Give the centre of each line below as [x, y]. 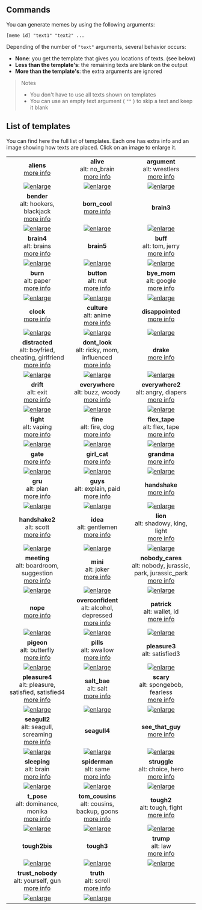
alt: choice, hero [161, 769]
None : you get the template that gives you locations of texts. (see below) [105, 58]
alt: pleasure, [37, 684]
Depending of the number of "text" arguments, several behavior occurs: [96, 46]
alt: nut [97, 280]
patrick [161, 604]
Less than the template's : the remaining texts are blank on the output [101, 65]
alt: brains [37, 245]
